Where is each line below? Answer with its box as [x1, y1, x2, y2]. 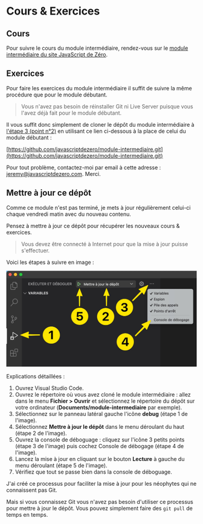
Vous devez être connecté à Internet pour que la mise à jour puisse [21, 240, 188, 247]
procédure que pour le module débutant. [6, 91, 108, 98]
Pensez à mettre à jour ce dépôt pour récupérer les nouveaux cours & [6, 222, 180, 229]
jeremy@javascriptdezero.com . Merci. [6, 170, 101, 177]
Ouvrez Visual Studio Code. [14, 385, 84, 392]
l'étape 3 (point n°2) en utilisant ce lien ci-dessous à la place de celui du [6, 127, 186, 135]
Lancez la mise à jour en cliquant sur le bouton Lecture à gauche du [14, 455, 185, 463]
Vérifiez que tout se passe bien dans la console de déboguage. [14, 468, 172, 475]
